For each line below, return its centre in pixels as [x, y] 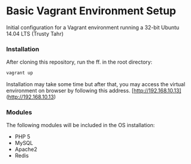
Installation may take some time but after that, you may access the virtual [96, 84]
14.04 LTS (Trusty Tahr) [35, 33]
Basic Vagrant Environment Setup [91, 11]
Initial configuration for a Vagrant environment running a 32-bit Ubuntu [93, 27]
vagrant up [20, 73]
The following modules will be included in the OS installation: [81, 125]
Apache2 [26, 149]
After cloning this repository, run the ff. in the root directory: [79, 62]
